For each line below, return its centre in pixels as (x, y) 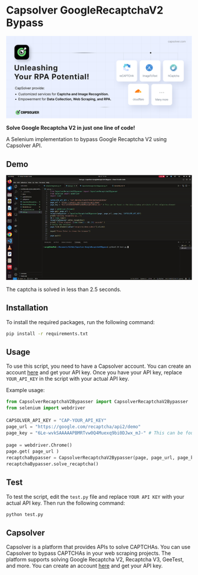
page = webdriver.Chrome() (39, 445)
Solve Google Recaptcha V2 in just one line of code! (71, 128)
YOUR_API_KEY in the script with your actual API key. (68, 379)
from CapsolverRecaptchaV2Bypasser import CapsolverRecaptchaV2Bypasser (97, 402)
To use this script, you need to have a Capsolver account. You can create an (99, 366)
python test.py (25, 514)
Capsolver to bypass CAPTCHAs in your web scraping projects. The (88, 553)
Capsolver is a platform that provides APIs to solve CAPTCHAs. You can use (98, 547)
